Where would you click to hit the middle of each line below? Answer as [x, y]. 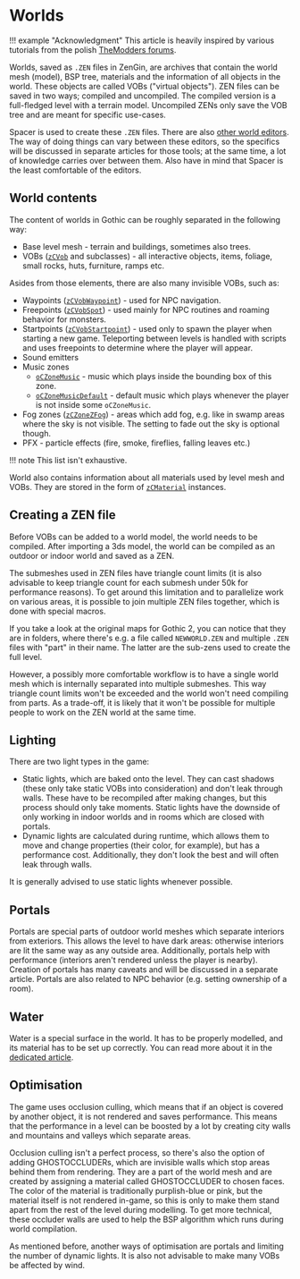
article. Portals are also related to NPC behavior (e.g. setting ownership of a [148, 979]
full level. [26, 656]
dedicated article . [42, 1057]
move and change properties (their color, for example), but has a [141, 845]
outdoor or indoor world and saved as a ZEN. [92, 555]
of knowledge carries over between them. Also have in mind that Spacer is [146, 160]
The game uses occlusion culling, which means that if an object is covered [146, 1106]
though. [37, 433]
